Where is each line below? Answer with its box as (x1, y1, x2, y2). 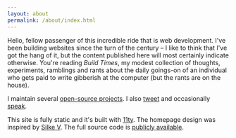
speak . (7, 102, 27, 110)
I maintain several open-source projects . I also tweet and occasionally (7, 94, 211, 102)
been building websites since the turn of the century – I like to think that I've (7, 43, 228, 52)
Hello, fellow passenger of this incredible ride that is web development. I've (7, 36, 226, 44)
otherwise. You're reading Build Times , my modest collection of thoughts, (7, 58, 221, 67)
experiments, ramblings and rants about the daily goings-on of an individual (7, 66, 228, 74)
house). (7, 81, 30, 89)
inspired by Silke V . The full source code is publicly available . (7, 123, 185, 131)
